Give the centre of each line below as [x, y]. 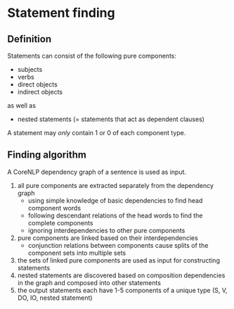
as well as [22, 106]
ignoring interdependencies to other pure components [106, 230]
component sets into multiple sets [77, 253]
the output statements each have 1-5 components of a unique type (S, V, [122, 290]
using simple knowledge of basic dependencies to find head [115, 200]
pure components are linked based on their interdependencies [108, 238]
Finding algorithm [47, 155]
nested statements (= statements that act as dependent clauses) [111, 119]
